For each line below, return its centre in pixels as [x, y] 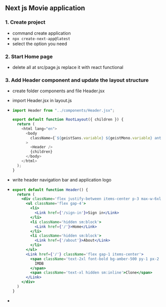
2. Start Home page [29, 57]
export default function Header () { [50, 190]
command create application [41, 33]
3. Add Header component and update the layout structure [77, 80]
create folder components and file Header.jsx [58, 91]
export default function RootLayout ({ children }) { [68, 120]
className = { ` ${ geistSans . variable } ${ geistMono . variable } [91, 138]
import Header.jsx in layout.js [42, 101]
